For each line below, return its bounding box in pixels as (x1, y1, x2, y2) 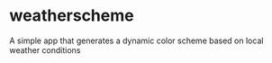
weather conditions (9, 44, 81, 55)
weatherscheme (9, 5, 134, 26)
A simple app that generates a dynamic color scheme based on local (9, 35, 264, 46)
